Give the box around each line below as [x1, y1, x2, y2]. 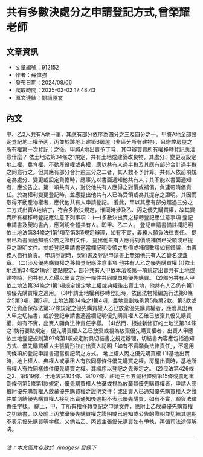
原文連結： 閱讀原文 [14, 94, 63, 101]
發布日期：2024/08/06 [14, 79, 72, 86]
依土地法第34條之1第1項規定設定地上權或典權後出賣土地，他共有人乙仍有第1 [6, 282, 195, 289]
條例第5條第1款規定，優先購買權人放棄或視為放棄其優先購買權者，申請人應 [11, 380, 197, 387]
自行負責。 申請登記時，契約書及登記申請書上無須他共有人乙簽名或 [16, 251, 182, 259]
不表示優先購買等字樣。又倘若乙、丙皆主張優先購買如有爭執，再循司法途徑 [6, 418, 192, 425]
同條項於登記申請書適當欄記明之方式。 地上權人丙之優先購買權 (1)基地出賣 [6, 349, 190, 357]
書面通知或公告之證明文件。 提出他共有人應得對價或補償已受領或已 [22, 236, 188, 244]
